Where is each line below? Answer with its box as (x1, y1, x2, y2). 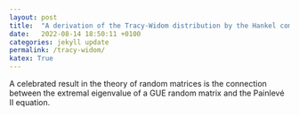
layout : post (9, 12, 58, 22)
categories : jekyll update (9, 37, 109, 47)
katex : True (9, 54, 53, 63)
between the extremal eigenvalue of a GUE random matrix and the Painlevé (9, 88, 285, 98)
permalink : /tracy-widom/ (9, 46, 105, 55)
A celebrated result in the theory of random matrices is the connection (9, 79, 267, 88)
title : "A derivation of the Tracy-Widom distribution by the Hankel (9, 21, 277, 30)
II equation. (9, 97, 51, 107)
